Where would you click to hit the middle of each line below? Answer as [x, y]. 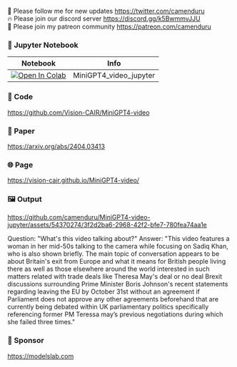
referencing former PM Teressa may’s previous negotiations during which [115, 314]
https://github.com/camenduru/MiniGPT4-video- [79, 217]
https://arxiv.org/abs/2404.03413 [56, 146]
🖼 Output [25, 200]
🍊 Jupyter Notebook [43, 45]
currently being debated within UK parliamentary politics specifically [108, 307]
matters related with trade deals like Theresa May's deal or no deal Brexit [115, 276]
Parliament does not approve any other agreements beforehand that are [113, 299]
